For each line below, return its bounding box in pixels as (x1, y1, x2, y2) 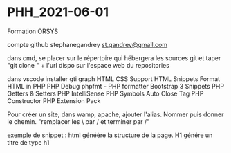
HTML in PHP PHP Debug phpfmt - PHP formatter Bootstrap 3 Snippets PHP (7, 82, 225, 90)
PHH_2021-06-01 (7, 4, 109, 20)
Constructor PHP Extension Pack (7, 96, 101, 105)
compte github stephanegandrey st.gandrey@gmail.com (7, 40, 168, 48)
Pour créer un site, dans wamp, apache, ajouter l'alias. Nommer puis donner (7, 110, 224, 118)
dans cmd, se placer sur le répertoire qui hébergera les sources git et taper (7, 53, 221, 62)
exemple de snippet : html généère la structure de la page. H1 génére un (7, 131, 213, 139)
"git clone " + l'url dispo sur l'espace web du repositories (7, 61, 169, 69)
